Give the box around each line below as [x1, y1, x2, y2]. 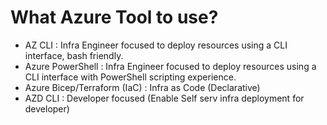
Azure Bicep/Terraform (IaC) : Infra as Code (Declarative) [24, 81, 261, 93]
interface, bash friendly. [24, 49, 124, 61]
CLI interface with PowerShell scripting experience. [24, 71, 237, 83]
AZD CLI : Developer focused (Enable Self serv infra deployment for [24, 92, 305, 104]
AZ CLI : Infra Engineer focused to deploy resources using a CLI [24, 39, 288, 51]
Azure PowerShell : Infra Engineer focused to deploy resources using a [24, 60, 317, 72]
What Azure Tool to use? [10, 6, 219, 29]
